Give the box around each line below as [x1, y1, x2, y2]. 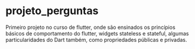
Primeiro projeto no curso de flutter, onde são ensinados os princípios [5, 24, 175, 31]
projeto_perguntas [5, 4, 99, 18]
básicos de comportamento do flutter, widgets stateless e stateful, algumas [5, 30, 189, 37]
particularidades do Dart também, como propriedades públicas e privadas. [5, 36, 187, 43]
